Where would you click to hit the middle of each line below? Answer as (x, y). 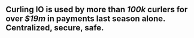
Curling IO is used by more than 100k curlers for (97, 10)
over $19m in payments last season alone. (86, 19)
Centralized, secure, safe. (55, 28)
